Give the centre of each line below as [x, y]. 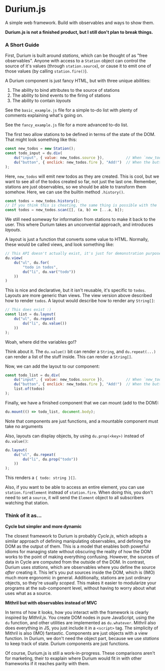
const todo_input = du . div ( [34, 153]
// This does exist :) [28, 310]
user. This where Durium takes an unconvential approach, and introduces [79, 225]
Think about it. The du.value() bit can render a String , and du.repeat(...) [81, 351]
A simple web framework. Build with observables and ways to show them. [80, 23]
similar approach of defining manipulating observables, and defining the [78, 541]
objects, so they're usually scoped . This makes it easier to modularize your [81, 583]
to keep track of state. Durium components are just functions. [67, 644]
